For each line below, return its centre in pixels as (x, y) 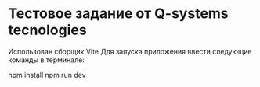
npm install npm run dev (47, 75)
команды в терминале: (46, 60)
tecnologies (48, 30)
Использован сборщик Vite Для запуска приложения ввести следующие (130, 51)
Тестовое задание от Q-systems (118, 14)
